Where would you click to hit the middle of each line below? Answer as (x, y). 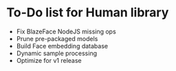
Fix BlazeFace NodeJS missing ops (66, 31)
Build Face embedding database (62, 46)
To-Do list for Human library (88, 13)
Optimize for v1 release (49, 60)
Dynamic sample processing (57, 53)
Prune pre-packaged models (57, 38)
